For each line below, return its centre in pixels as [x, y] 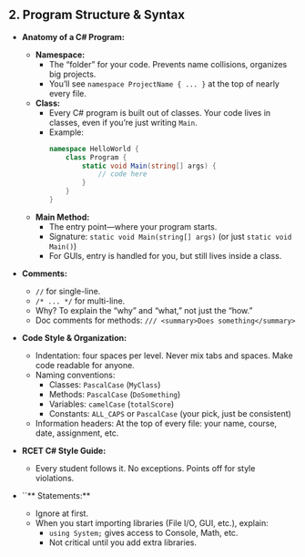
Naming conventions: [75, 375]
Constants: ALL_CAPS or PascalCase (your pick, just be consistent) [170, 413]
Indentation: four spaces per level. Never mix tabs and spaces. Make [164, 356]
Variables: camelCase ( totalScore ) [112, 404]
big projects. [72, 74]
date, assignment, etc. [77, 433]
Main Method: [62, 217]
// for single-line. [68, 291]
